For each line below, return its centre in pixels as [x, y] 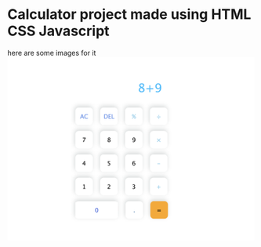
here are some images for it [52, 53]
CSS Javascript [59, 31]
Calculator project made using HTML [129, 15]
